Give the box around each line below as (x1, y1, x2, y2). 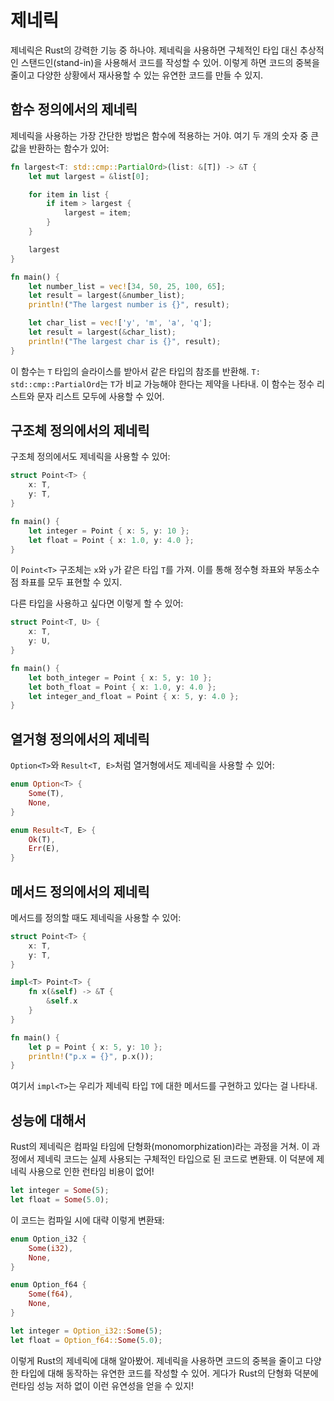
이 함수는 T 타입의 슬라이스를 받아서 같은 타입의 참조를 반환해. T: (10, 365, 261, 377)
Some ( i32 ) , (28, 1243, 74, 1253)
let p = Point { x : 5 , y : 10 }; (28, 1042, 163, 1052)
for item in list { (28, 189, 110, 200)
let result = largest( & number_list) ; (28, 291, 186, 301)
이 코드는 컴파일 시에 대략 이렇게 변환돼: (10, 1214, 165, 1226)
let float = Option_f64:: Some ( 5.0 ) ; (10, 1335, 163, 1345)
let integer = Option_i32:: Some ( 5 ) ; (10, 1326, 163, 1336)
